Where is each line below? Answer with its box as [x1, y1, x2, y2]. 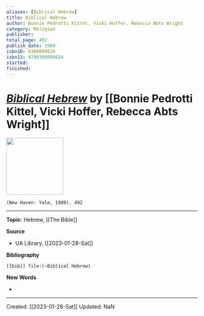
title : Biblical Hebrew [6, 15, 67, 21]
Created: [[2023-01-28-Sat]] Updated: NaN [6, 303, 115, 311]
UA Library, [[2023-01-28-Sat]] [15, 239, 93, 247]
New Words [6, 274, 36, 281]
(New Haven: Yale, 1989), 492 [6, 200, 83, 206]
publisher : [6, 32, 34, 38]
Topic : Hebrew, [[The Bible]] [6, 216, 78, 224]
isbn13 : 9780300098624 [6, 54, 64, 60]
